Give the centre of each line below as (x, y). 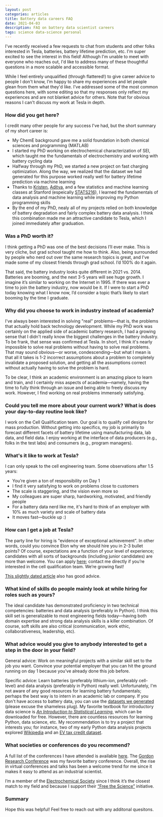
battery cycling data (32, 161)
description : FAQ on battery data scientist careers (60, 28)
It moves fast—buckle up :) (39, 517)
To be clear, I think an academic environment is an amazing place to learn (79, 377)
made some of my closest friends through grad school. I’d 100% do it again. (81, 262)
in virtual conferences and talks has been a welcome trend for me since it (79, 766)
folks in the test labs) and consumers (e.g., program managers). (69, 443)
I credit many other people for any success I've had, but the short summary (81, 126)
